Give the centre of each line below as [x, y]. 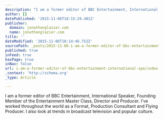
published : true [21, 50]
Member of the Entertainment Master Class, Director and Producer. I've [77, 101]
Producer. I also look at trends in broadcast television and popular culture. [79, 111]
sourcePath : [17, 46]
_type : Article [20, 78]
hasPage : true [20, 59]
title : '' [15, 37]
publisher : [16, 23]
